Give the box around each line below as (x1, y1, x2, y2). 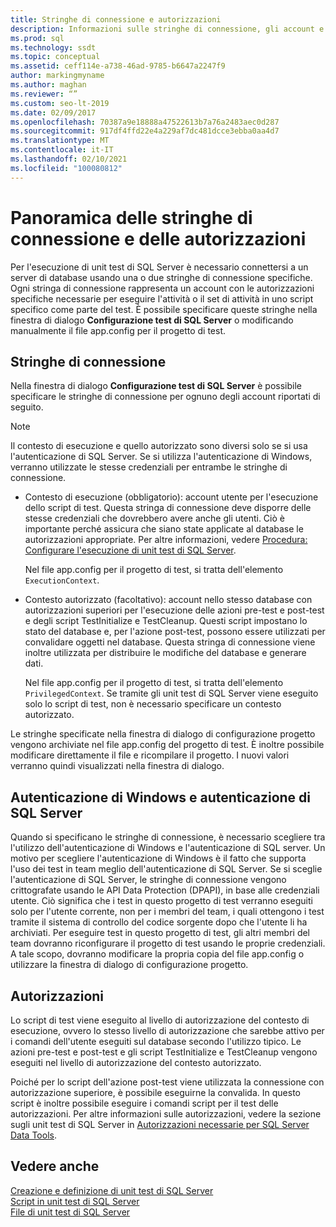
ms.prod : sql (10, 33, 65, 43)
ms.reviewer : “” (10, 89, 78, 99)
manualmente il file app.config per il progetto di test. (10, 324, 227, 336)
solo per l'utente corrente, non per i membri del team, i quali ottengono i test (10, 906, 325, 918)
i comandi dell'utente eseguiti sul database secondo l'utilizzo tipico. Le (10, 1036, 302, 1047)
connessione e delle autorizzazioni (10, 227, 307, 250)
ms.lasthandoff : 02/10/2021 (10, 154, 128, 164)
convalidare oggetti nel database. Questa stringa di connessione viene (24, 636, 316, 648)
